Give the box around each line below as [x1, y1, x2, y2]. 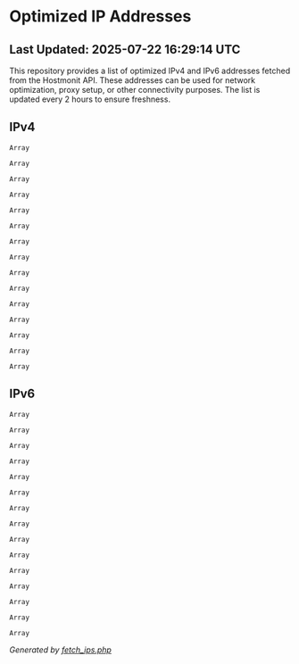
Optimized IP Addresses [9, 6, 192, 27]
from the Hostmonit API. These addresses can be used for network [9, 75, 256, 86]
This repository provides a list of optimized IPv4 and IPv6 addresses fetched [9, 65, 291, 76]
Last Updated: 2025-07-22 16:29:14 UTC [9, 42, 241, 57]
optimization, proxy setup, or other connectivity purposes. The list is [9, 85, 261, 95]
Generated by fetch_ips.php [9, 644, 112, 655]
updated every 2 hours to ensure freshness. [9, 94, 171, 104]
